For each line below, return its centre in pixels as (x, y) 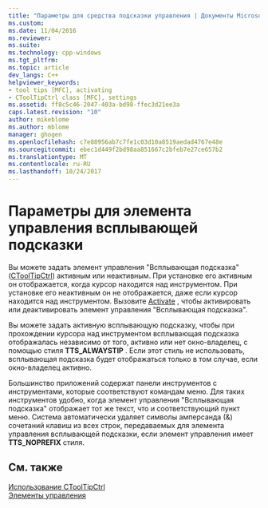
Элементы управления (47, 495)
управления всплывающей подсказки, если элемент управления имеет (131, 434)
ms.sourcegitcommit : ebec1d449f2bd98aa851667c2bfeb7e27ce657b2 (116, 149)
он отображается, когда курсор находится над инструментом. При (123, 284)
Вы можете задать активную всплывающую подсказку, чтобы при (122, 325)
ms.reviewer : (30, 38)
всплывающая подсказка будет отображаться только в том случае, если (133, 359)
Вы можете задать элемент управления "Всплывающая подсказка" (124, 267)
